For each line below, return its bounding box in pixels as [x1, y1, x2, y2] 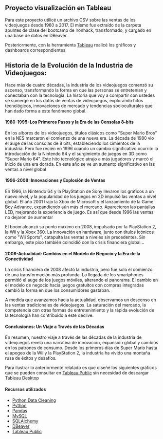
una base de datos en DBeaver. [5, 32, 68, 38]
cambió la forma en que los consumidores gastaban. [5, 287, 110, 293]
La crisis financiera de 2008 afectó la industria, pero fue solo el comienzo [5, 266, 153, 273]
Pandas [12, 408, 28, 414]
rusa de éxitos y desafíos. [5, 355, 57, 361]
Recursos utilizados [5, 386, 46, 393]
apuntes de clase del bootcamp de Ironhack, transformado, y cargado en [5, 27, 152, 33]
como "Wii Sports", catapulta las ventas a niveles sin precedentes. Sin [5, 234, 146, 240]
